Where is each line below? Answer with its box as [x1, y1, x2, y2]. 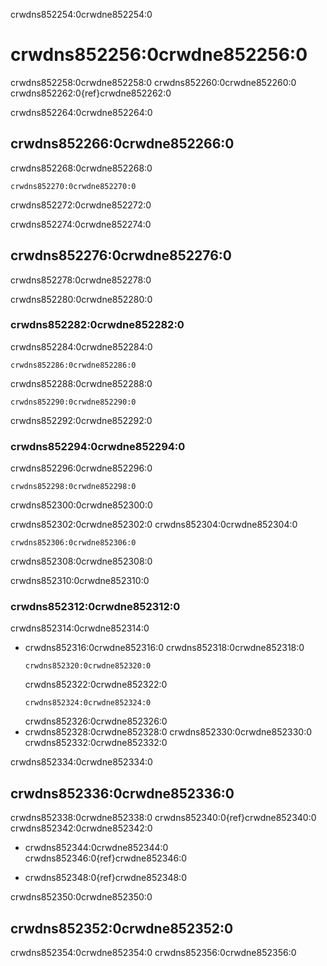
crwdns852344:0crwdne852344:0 [24, 842, 169, 854]
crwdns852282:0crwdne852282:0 [10, 318, 185, 332]
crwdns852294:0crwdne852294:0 [10, 439, 186, 453]
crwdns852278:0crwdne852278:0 [10, 274, 152, 286]
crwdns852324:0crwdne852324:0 [24, 698, 152, 708]
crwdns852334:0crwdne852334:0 [10, 756, 153, 768]
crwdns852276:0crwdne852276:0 [10, 247, 232, 264]
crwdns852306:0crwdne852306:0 [10, 538, 137, 548]
